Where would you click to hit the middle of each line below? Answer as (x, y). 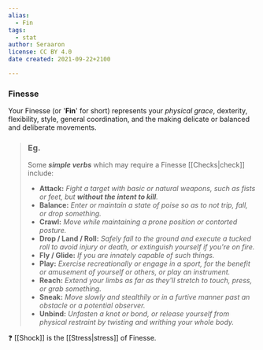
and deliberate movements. (52, 127)
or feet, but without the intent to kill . (99, 197)
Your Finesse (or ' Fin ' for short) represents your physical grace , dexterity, (128, 111)
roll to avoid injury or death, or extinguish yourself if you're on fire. (147, 247)
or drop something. (70, 214)
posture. (53, 230)
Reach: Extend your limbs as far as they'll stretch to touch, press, (146, 281)
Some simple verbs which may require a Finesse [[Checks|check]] (136, 165)
